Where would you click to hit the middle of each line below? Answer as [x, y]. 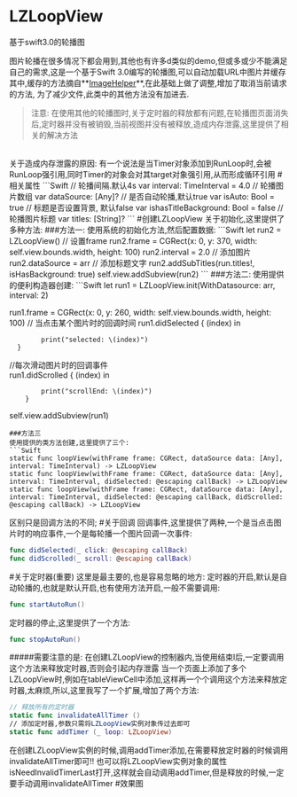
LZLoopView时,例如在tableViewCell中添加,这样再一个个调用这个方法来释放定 [148, 679]
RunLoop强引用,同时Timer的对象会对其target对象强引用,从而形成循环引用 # [146, 174]
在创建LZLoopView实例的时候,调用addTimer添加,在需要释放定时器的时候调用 [148, 750]
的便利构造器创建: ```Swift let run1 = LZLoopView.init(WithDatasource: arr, [142, 285]
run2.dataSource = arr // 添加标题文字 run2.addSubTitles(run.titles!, [132, 262]
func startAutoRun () [47, 605]
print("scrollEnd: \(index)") [97, 391]
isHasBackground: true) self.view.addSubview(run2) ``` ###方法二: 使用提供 [147, 274]
